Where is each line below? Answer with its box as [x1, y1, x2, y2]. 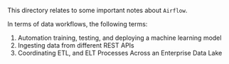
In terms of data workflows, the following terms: [7, 20, 148, 28]
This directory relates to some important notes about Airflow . [7, 6, 188, 14]
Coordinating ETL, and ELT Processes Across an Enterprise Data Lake [17, 49, 223, 57]
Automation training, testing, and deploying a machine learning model [17, 33, 222, 42]
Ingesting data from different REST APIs [17, 41, 135, 49]
